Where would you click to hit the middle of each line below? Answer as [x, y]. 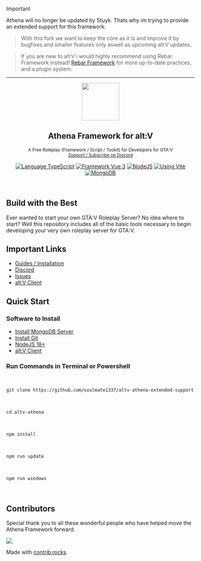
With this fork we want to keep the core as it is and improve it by [100, 38]
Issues [23, 276]
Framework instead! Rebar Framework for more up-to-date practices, [106, 63]
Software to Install [33, 318]
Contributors [31, 509]
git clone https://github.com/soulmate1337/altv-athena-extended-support [100, 390]
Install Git [26, 338]
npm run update [25, 457]
